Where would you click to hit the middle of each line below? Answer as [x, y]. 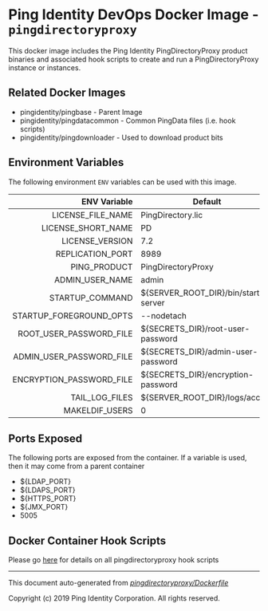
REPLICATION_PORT [94, 254]
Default [207, 201]
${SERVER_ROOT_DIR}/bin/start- [203, 293]
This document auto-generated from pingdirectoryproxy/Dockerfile [118, 583]
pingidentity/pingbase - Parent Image [81, 112]
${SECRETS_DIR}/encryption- [197, 374]
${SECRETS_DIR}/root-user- [195, 329]
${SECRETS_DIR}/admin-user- [199, 351]
